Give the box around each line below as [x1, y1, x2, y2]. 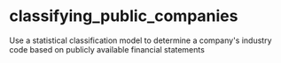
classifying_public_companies [9, 6, 238, 26]
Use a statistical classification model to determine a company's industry [9, 35, 272, 45]
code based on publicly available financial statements [9, 44, 206, 54]
